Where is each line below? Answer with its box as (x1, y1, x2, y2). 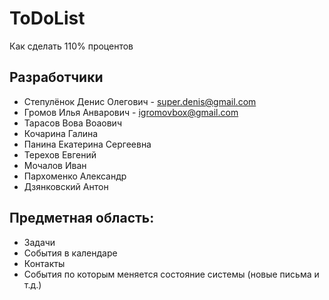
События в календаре (23, 247, 118, 259)
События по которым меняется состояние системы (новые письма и (23, 268, 320, 280)
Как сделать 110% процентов (9, 40, 134, 52)
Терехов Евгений (23, 148, 97, 161)
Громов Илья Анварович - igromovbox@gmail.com (23, 106, 239, 118)
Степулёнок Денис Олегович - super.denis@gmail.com (23, 95, 257, 107)
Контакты (23, 257, 66, 269)
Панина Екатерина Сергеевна (23, 138, 152, 150)
